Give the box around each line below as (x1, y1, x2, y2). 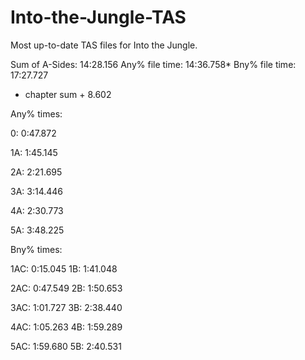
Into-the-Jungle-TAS (10, 6, 187, 29)
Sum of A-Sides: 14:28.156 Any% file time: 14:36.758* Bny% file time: (10, 58, 297, 70)
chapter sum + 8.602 (24, 88, 112, 100)
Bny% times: (10, 243, 63, 255)
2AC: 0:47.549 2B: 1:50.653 (10, 282, 123, 294)
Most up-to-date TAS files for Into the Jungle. (10, 39, 198, 51)
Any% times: (10, 107, 63, 120)
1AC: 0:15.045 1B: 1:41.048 (10, 262, 118, 275)
